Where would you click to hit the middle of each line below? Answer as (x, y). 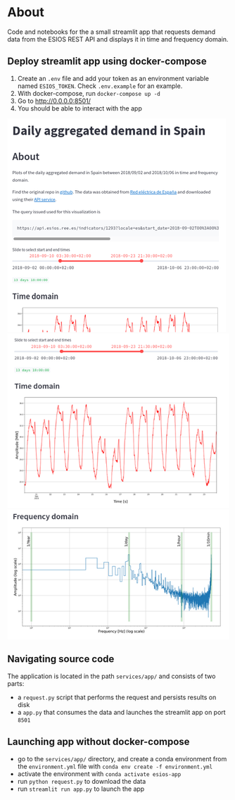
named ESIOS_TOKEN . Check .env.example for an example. (100, 86)
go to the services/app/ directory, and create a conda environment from (122, 758)
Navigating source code (61, 659)
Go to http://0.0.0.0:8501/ (54, 101)
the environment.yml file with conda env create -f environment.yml (115, 766)
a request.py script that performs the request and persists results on (117, 697)
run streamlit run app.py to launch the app (81, 789)
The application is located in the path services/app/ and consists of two (112, 676)
